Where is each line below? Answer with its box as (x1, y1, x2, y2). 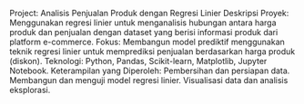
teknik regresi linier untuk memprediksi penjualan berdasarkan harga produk (9, 46, 296, 57)
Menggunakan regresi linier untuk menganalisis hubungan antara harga (9, 17, 277, 28)
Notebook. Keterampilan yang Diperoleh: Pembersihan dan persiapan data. (9, 65, 290, 76)
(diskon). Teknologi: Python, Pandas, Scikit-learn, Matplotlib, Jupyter (9, 56, 268, 66)
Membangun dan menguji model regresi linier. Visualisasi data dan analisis (9, 75, 289, 85)
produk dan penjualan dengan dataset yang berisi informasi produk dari (9, 27, 279, 37)
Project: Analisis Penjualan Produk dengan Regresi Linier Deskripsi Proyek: (9, 8, 289, 18)
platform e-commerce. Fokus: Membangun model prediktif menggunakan (9, 36, 285, 47)
